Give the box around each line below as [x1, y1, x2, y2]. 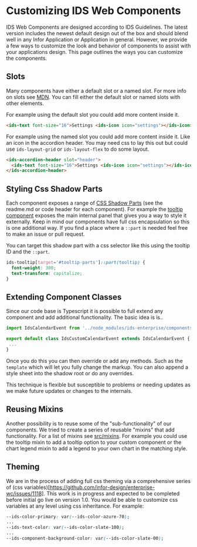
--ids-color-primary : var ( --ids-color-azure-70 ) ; [6, 514, 130, 519]
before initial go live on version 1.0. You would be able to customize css [6, 496, 178, 503]
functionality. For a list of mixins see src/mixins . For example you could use [6, 432, 188, 439]
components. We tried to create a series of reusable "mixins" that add [6, 426, 175, 433]
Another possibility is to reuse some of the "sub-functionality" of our [6, 420, 172, 427]
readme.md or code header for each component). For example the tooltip [6, 206, 184, 213]
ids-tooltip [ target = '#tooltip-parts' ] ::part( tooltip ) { [6, 260, 145, 266]
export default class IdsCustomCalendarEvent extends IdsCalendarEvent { [6, 336, 191, 342]
